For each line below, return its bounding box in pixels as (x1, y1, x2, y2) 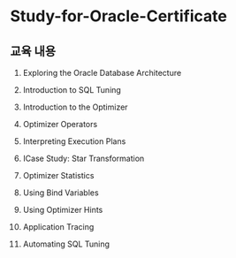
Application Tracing (22, 222, 95, 231)
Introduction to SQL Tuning (22, 85, 122, 95)
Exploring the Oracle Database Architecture (22, 68, 182, 78)
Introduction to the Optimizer (22, 102, 128, 112)
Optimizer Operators (22, 119, 98, 129)
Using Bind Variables (22, 187, 100, 198)
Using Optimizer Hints (22, 205, 103, 215)
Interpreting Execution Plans (22, 136, 126, 147)
